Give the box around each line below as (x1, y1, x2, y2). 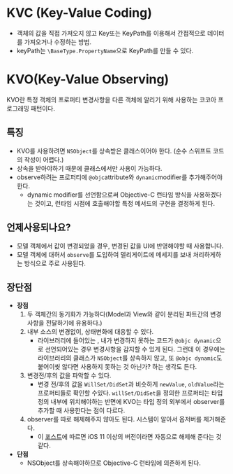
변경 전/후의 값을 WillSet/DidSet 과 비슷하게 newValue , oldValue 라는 (37, 380, 225, 389)
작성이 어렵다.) (24, 155, 64, 164)
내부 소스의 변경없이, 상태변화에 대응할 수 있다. (27, 328, 154, 336)
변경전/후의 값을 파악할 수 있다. (27, 371, 112, 379)
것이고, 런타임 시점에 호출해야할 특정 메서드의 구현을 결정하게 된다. (34, 199, 216, 207)
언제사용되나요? (6, 222, 71, 234)
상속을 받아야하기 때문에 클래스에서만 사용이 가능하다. (16, 164, 163, 172)
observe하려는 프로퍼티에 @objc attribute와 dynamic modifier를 (16, 173, 188, 181)
